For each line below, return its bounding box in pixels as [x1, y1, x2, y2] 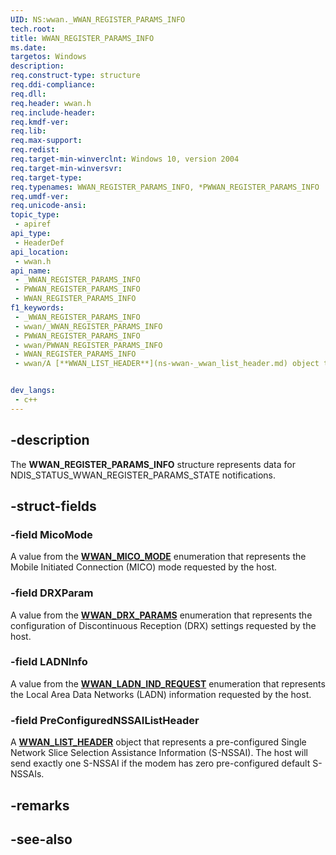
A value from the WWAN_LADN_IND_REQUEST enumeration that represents [10, 677, 326, 690]
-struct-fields [10, 497, 97, 515]
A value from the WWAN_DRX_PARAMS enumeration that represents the [10, 609, 313, 621]
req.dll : [10, 89, 47, 99]
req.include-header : [10, 107, 97, 118]
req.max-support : [10, 136, 83, 146]
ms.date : [10, 42, 47, 53]
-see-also [10, 831, 73, 848]
